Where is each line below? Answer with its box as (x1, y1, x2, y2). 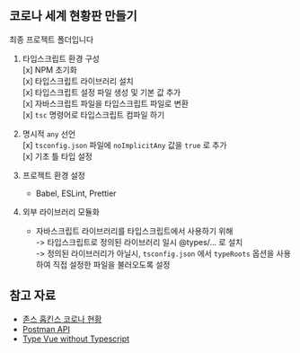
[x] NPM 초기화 (22, 64, 78, 75)
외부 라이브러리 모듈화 (22, 206, 101, 217)
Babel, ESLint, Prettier (35, 188, 117, 199)
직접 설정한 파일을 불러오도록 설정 (52, 259, 171, 269)
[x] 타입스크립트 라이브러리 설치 (22, 75, 134, 86)
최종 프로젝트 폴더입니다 (9, 34, 94, 45)
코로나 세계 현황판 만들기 (9, 8, 137, 24)
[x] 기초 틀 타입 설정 (22, 151, 93, 162)
